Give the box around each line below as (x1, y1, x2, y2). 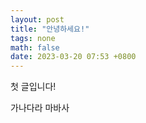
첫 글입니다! (10, 81, 57, 93)
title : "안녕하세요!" (10, 24, 90, 34)
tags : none (10, 33, 56, 43)
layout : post (10, 14, 65, 25)
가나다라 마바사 (10, 102, 70, 114)
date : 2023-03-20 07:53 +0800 (10, 52, 137, 62)
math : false (10, 42, 60, 53)
